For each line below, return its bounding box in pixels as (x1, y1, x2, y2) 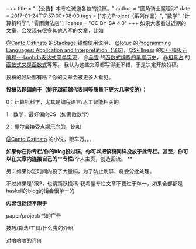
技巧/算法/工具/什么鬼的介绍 (6, 225, 74, 232)
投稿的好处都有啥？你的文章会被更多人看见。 (6, 73, 114, 80)
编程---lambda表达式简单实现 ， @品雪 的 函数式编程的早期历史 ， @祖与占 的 (6, 54, 190, 61)
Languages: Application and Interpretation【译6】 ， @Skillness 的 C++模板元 (6, 47, 187, 54)
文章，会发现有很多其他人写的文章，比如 (6, 27, 104, 34)
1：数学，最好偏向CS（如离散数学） (6, 111, 92, 118)
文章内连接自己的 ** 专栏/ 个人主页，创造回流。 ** (16, 155, 133, 162)
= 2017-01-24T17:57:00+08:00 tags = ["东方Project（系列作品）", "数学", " (6, 12, 185, 19)
